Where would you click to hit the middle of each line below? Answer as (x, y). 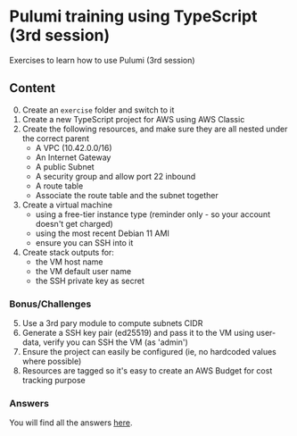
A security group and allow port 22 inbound (115, 176)
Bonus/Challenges (50, 304)
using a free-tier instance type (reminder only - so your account (153, 214)
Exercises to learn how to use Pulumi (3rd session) (102, 60)
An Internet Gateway (73, 157)
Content (33, 88)
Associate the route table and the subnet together (127, 195)
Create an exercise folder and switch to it (98, 110)
